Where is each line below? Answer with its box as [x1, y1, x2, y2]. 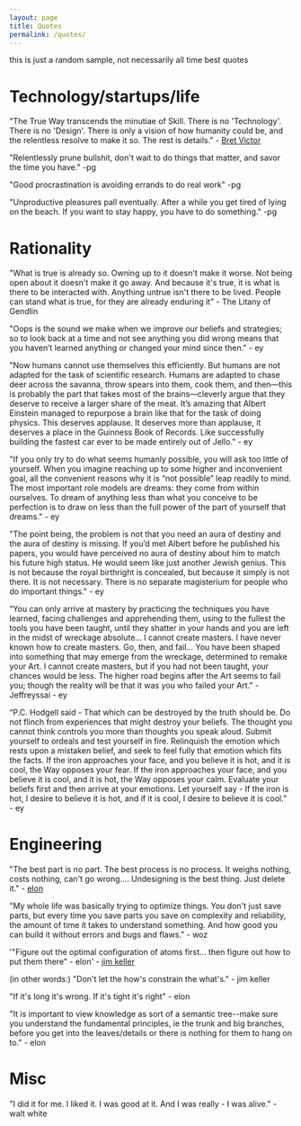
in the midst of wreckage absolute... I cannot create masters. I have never [9, 632, 281, 644]
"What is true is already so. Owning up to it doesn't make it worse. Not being [9, 267, 293, 279]
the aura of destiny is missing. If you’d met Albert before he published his [9, 538, 280, 549]
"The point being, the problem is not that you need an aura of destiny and [9, 528, 281, 540]
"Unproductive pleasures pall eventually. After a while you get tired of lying [9, 197, 287, 208]
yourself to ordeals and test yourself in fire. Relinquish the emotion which [9, 735, 280, 747]
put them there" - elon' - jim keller [9, 956, 135, 968]
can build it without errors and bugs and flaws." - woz [9, 929, 208, 941]
